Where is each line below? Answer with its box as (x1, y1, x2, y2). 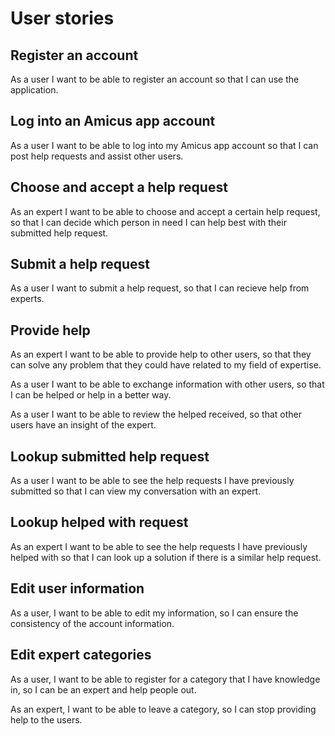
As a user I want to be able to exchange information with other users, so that (10, 378, 325, 391)
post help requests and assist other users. (10, 150, 184, 162)
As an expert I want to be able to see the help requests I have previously (10, 540, 308, 552)
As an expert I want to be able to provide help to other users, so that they (10, 348, 312, 361)
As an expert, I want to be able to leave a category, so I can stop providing (10, 703, 317, 715)
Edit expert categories (10, 647, 152, 664)
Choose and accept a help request (10, 179, 228, 196)
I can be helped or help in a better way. (10, 389, 172, 401)
